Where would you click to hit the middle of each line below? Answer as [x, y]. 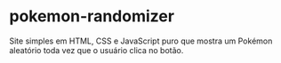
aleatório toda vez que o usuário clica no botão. [96, 50]
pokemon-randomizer [92, 16]
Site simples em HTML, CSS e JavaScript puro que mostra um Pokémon [141, 41]
